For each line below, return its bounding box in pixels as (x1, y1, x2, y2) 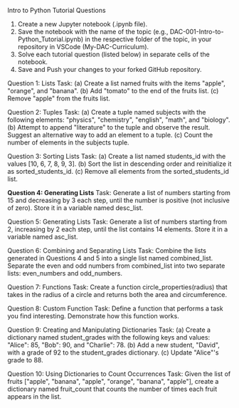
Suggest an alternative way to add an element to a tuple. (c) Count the (7, 131, 213, 139)
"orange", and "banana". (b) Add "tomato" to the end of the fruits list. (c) (7, 87, 219, 95)
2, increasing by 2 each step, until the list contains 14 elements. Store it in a (7, 225, 228, 234)
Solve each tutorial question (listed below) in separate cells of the (17, 50, 210, 58)
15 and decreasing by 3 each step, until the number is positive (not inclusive (7, 196, 230, 204)
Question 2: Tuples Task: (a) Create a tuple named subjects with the (7, 108, 206, 116)
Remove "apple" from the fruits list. (7, 94, 110, 103)
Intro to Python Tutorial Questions (7, 6, 106, 14)
